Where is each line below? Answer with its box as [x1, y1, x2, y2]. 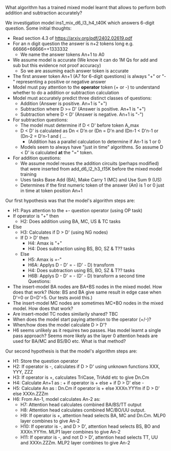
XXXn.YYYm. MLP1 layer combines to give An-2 [20, 429, 121, 435]
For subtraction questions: [12, 117, 68, 122]
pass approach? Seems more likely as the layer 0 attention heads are [12, 333, 158, 339]
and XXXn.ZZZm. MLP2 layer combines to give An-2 [20, 440, 131, 445]
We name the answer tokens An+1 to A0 [20, 51, 105, 57]
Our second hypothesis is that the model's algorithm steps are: [5, 348, 138, 354]
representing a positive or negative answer [16, 79, 106, 85]
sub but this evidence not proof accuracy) [12, 63, 101, 68]
